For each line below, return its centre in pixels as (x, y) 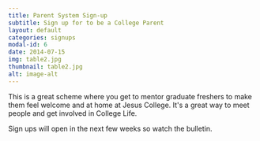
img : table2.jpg (35, 60)
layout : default (35, 30)
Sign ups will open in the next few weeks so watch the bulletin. (110, 128)
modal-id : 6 (28, 45)
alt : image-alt (33, 74)
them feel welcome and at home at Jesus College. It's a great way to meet (129, 105)
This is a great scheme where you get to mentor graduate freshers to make (130, 96)
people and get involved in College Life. (73, 113)
